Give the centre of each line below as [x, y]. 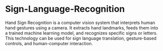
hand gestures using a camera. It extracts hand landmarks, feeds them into [82, 27]
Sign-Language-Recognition [65, 9]
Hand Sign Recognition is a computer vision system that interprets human [80, 23]
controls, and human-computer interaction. [49, 43]
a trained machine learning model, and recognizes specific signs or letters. [81, 33]
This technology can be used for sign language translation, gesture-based [81, 38]
